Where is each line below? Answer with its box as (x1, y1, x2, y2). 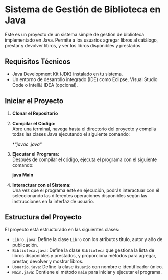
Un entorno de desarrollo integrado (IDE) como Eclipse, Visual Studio (12, 76, 158, 83)
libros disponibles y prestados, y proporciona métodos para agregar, (12, 253, 157, 259)
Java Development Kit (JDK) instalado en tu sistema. (12, 71, 123, 77)
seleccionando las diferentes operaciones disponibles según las (12, 192, 148, 198)
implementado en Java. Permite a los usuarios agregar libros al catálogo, (5, 37, 158, 43)
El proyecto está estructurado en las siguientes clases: (5, 227, 120, 233)
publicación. (12, 242, 39, 248)
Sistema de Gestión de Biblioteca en (5, 4, 161, 15)
